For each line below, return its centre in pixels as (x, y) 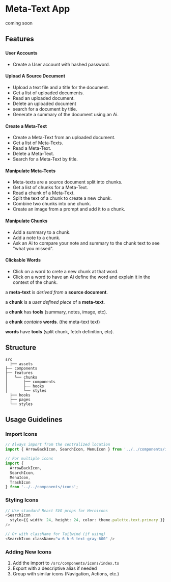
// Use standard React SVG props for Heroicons (57, 511)
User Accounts (21, 53)
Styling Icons (22, 500)
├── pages (20, 400)
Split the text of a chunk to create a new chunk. (62, 198)
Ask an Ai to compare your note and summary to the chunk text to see (86, 243)
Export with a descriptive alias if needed (55, 568)
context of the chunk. (35, 282)
